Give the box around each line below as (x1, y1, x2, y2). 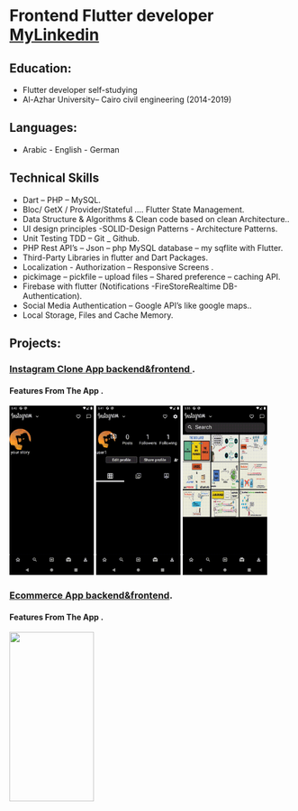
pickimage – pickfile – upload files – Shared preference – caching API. (22, 271, 281, 282)
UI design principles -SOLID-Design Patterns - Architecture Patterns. (22, 223, 278, 234)
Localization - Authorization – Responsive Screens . (22, 261, 214, 272)
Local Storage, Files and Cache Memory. (22, 309, 174, 321)
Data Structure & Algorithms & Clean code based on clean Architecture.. (22, 213, 290, 224)
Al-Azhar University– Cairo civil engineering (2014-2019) (22, 94, 232, 105)
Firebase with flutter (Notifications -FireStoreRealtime (22, 281, 221, 292)
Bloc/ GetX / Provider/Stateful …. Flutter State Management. (22, 204, 245, 215)
